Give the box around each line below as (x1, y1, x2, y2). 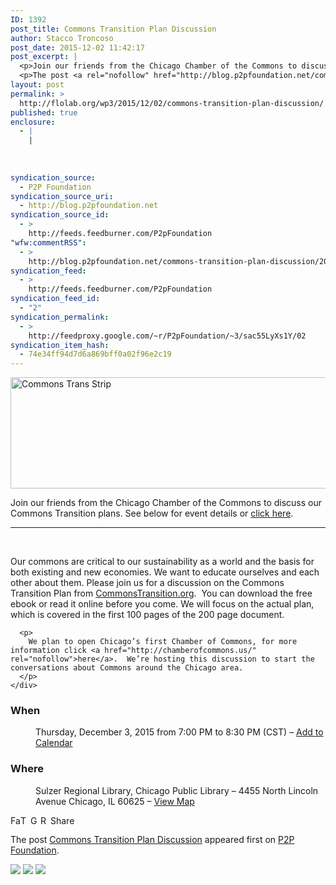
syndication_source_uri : (10, 191, 114, 201)
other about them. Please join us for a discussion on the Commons (10, 577, 285, 589)
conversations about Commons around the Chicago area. (10, 663, 244, 673)
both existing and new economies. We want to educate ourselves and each (10, 566, 320, 578)
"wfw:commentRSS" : (10, 237, 87, 248)
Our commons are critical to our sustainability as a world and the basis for (10, 556, 315, 568)
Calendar (35, 737, 73, 749)
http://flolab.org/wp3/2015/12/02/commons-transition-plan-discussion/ (19, 98, 325, 108)
